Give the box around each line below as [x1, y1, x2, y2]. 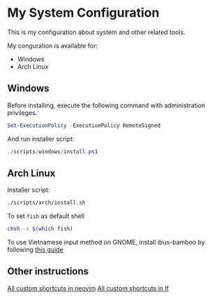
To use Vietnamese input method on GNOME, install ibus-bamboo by [7, 238, 206, 247]
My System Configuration [7, 5, 160, 21]
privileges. [7, 108, 38, 116]
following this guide [7, 245, 64, 254]
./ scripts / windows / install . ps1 [7, 148, 98, 155]
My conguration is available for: [7, 41, 98, 49]
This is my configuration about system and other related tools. [7, 28, 186, 36]
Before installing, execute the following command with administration [7, 101, 206, 109]
